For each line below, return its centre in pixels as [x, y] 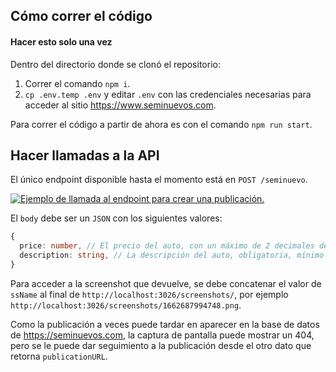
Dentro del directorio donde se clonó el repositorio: [115, 64]
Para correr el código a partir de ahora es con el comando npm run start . [161, 124]
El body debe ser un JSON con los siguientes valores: [116, 218]
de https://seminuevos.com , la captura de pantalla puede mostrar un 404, [162, 335]
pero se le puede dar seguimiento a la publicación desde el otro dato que [161, 345]
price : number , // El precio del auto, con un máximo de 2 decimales [167, 246]
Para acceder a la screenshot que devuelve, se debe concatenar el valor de [166, 283]
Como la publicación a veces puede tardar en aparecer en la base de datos [165, 324]
